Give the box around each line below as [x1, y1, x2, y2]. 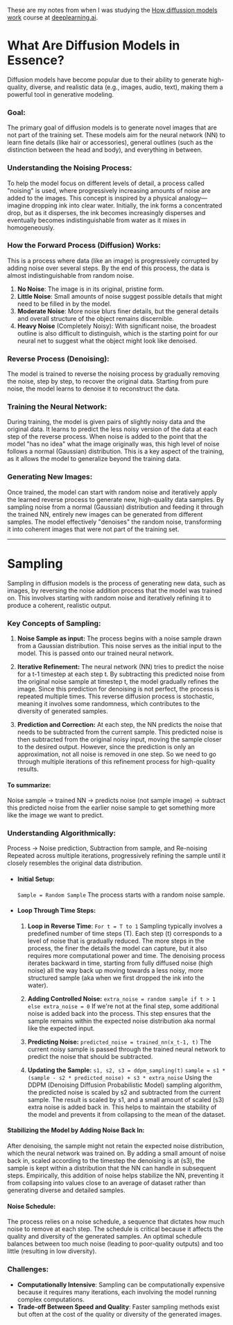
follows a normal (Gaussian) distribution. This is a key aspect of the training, [7, 447, 224, 455]
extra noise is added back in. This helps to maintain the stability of [27, 1103, 217, 1111]
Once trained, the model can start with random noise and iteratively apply [7, 487, 217, 496]
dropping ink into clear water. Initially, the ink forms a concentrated [31, 201, 223, 210]
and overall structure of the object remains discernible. [17, 314, 175, 322]
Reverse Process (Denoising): [7, 354, 110, 363]
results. [17, 765, 40, 773]
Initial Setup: [17, 875, 55, 884]
